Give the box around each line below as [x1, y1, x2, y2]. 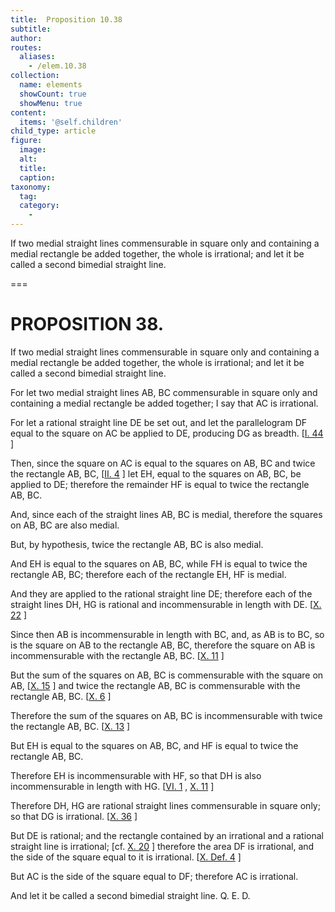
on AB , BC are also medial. [10, 519, 120, 531]
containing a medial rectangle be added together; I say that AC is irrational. [10, 397, 319, 409]
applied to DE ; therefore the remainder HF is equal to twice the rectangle [10, 478, 310, 490]
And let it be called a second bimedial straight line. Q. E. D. [10, 889, 251, 901]
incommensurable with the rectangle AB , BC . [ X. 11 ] [10, 649, 225, 661]
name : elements [19, 80, 83, 90]
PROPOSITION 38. [10, 313, 165, 336]
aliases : [19, 52, 56, 62]
